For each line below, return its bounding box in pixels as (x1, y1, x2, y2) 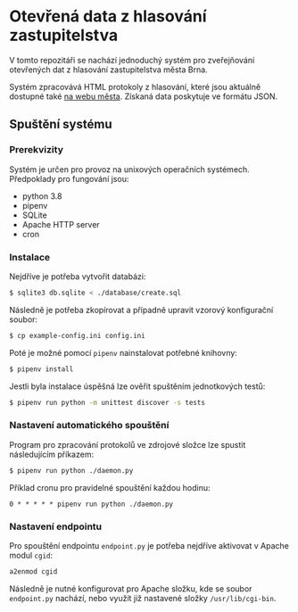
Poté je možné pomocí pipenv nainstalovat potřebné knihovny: (9, 347, 238, 358)
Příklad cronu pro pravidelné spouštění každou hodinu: (9, 482, 211, 492)
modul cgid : (9, 550, 54, 560)
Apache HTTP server (21, 219, 100, 229)
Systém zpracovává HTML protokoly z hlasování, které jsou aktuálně (9, 81, 261, 92)
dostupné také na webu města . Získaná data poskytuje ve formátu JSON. (9, 91, 278, 102)
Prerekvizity (9, 144, 64, 156)
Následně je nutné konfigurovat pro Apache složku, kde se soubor (9, 583, 252, 594)
